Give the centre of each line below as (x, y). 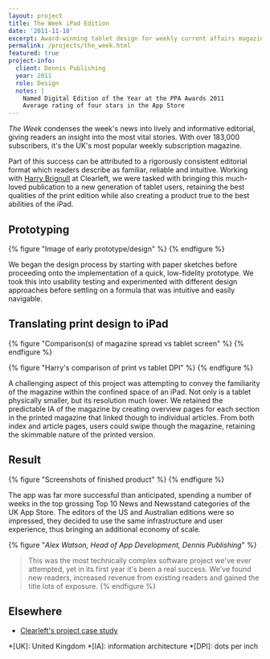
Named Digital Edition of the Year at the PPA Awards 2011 (124, 98)
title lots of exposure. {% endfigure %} (92, 586)
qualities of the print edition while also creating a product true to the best (129, 196)
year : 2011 (34, 76)
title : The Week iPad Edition (59, 23)
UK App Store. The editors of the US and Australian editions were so (121, 512)
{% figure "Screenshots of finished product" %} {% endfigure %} (117, 479)
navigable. (25, 298)
